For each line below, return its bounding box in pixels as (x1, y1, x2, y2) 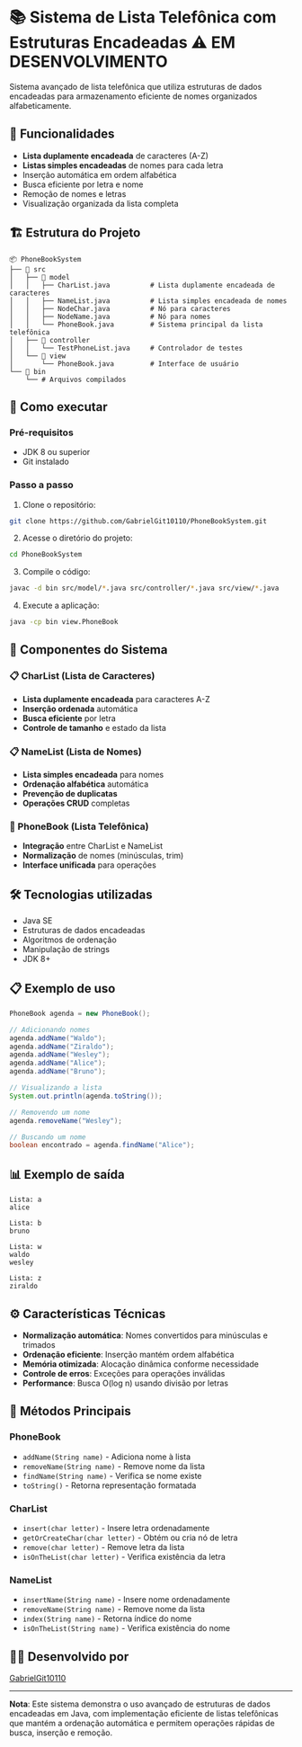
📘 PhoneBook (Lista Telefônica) (9, 820, 149, 833)
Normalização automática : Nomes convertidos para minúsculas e (22, 1330, 268, 1341)
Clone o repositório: (22, 499, 96, 510)
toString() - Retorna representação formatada (22, 1480, 197, 1491)
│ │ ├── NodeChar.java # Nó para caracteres (9, 304, 231, 313)
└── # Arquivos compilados (25, 375, 127, 384)
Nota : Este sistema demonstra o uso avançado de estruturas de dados (9, 1698, 271, 1709)
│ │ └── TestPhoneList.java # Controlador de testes (9, 343, 244, 352)
